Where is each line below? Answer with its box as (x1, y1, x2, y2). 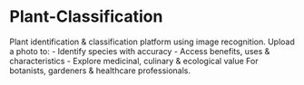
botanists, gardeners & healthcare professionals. (9, 65, 191, 76)
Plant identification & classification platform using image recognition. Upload (9, 36, 295, 47)
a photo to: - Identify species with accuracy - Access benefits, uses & (9, 45, 270, 56)
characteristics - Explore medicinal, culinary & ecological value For (9, 55, 259, 66)
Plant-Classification (9, 6, 163, 27)
